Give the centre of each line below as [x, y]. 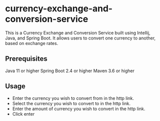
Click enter [23, 114]
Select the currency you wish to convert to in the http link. [71, 103]
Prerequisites [26, 59]
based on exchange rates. [32, 43]
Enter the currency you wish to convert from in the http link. [73, 98]
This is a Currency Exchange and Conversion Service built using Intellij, [78, 33]
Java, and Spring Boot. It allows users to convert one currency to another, [80, 38]
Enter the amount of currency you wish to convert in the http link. [79, 109]
